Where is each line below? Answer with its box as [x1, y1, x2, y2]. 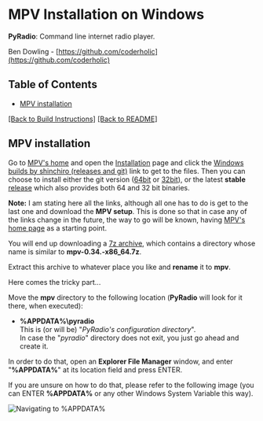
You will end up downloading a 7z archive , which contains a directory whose [8, 238, 256, 248]
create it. [19, 341, 49, 351]
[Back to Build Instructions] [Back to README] [8, 114, 158, 124]
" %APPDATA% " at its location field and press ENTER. [8, 364, 183, 375]
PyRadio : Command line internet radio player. [8, 31, 155, 41]
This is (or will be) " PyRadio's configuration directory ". [19, 324, 196, 334]
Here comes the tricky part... [8, 277, 101, 286]
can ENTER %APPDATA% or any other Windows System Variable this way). [8, 388, 254, 398]
